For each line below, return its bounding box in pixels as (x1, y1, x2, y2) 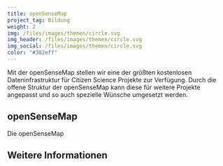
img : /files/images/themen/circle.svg (7, 29, 120, 37)
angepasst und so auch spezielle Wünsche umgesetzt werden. (7, 90, 189, 98)
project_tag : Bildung (7, 17, 71, 24)
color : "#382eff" (7, 50, 58, 56)
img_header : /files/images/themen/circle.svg (7, 36, 142, 43)
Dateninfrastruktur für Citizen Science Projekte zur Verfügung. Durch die (7, 75, 217, 84)
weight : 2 (7, 23, 36, 30)
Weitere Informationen (7, 149, 108, 161)
